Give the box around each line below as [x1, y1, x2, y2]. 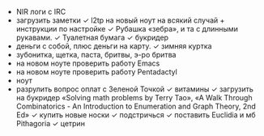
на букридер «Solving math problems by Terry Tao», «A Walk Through [15, 93, 253, 102]
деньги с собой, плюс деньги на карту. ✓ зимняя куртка [15, 41, 212, 51]
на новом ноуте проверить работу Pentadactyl [15, 67, 178, 76]
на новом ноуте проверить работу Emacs [15, 58, 160, 68]
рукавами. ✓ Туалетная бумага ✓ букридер [15, 32, 168, 42]
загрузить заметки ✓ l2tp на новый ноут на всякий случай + [15, 15, 225, 25]
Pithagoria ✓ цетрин [15, 119, 85, 128]
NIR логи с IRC [15, 7, 66, 16]
